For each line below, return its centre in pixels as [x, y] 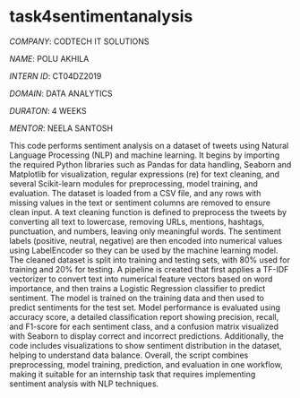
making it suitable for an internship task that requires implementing [133, 374]
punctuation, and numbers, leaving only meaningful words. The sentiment [146, 231]
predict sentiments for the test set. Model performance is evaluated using [145, 307]
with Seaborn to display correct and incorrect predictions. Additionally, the [147, 336]
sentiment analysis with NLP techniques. [84, 384]
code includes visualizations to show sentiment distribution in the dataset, [146, 345]
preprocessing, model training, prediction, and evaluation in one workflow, [146, 364]
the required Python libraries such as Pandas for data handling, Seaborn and [150, 164]
